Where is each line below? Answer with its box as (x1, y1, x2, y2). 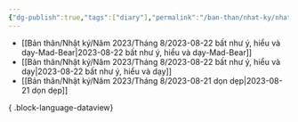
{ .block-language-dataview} (8, 102, 114, 112)
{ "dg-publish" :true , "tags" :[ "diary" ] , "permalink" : (8, 12, 200, 22)
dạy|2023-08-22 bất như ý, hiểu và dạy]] (20, 66, 173, 77)
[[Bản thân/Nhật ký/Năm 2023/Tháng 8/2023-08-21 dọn (20, 75, 229, 85)
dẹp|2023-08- (229, 75, 283, 85)
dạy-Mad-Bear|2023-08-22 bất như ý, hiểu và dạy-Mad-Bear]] (20, 46, 253, 58)
